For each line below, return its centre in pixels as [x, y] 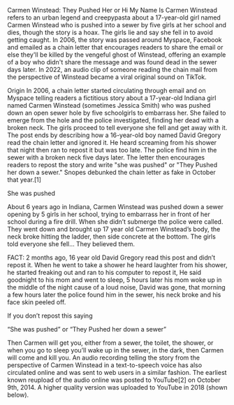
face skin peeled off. [37, 302]
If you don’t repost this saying [50, 315]
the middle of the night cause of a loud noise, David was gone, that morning [116, 287]
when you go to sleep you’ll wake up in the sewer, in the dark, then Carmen [116, 350]
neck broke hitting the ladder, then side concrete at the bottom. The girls [112, 236]
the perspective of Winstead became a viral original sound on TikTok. [107, 77]
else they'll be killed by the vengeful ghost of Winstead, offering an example [117, 55]
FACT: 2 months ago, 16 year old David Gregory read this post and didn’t [111, 257]
